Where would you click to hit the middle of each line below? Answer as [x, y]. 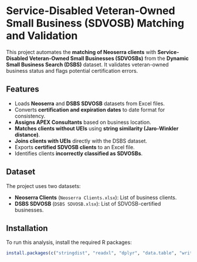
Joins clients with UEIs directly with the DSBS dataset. [81, 141]
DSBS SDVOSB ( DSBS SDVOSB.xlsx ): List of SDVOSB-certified [88, 203]
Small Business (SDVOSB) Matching [95, 23]
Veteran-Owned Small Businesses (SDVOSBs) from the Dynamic [109, 58]
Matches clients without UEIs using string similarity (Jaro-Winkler [96, 128]
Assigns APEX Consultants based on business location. [83, 122]
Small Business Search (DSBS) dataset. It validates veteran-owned [87, 64]
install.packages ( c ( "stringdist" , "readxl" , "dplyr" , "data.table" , [91, 253]
